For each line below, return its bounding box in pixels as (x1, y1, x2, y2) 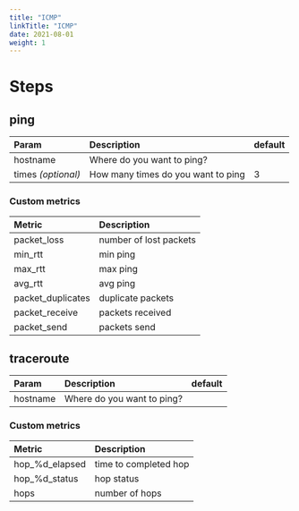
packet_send (13, 320, 68, 333)
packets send (98, 320, 156, 333)
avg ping (98, 277, 136, 289)
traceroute (9, 351, 70, 366)
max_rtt (13, 262, 47, 275)
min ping (98, 248, 136, 260)
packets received (98, 306, 172, 319)
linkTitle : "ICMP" (9, 21, 78, 30)
